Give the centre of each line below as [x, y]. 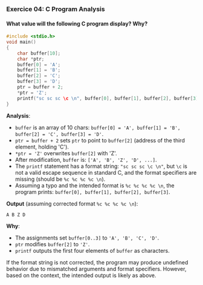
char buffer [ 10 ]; [39, 53]
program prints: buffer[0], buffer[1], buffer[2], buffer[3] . [92, 192]
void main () [21, 42]
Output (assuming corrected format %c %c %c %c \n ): [72, 203]
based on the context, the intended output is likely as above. [81, 275]
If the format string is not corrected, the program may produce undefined [97, 262]
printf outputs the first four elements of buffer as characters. [92, 250]
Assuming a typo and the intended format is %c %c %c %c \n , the [95, 185]
